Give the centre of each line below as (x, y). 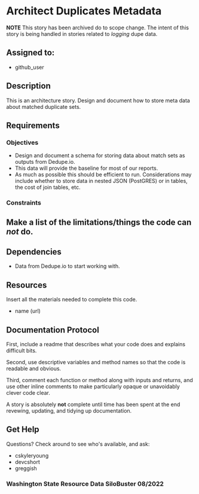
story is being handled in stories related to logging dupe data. (82, 33)
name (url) (27, 311)
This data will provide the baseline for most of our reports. (86, 168)
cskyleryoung (32, 455)
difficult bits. (22, 350)
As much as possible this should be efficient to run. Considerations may (103, 175)
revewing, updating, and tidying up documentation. (69, 411)
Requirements (33, 125)
